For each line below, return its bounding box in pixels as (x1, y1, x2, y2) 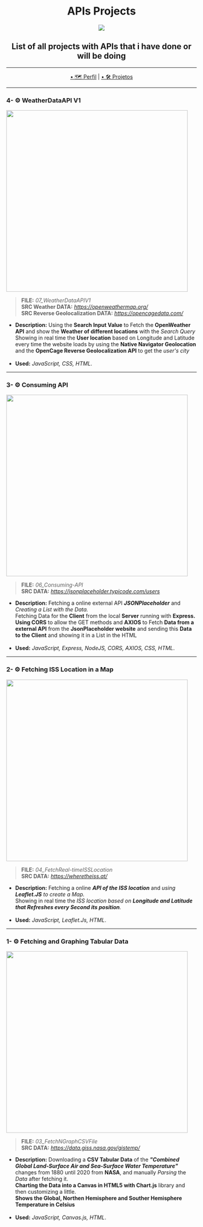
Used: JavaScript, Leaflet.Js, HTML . (14, 916, 107, 924)
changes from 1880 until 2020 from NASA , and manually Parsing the (14, 1168, 186, 1176)
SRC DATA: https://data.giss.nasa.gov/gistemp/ (21, 1144, 140, 1151)
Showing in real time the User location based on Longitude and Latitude (14, 334, 195, 341)
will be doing (77, 51, 126, 61)
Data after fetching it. (14, 1175, 68, 1182)
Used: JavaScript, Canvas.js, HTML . (14, 1214, 107, 1221)
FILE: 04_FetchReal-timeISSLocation (21, 866, 113, 873)
